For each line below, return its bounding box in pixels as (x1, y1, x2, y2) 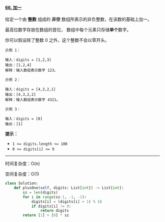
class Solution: (5, 181, 38, 186)
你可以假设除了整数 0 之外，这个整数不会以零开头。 (5, 37, 110, 43)
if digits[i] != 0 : (31, 204, 71, 209)
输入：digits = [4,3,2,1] (5, 87, 56, 92)
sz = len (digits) (23, 190, 58, 195)
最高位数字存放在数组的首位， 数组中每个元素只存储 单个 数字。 (5, 27, 131, 33)
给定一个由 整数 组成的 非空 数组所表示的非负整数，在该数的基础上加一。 (5, 16, 152, 22)
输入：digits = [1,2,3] (5, 57, 52, 62)
